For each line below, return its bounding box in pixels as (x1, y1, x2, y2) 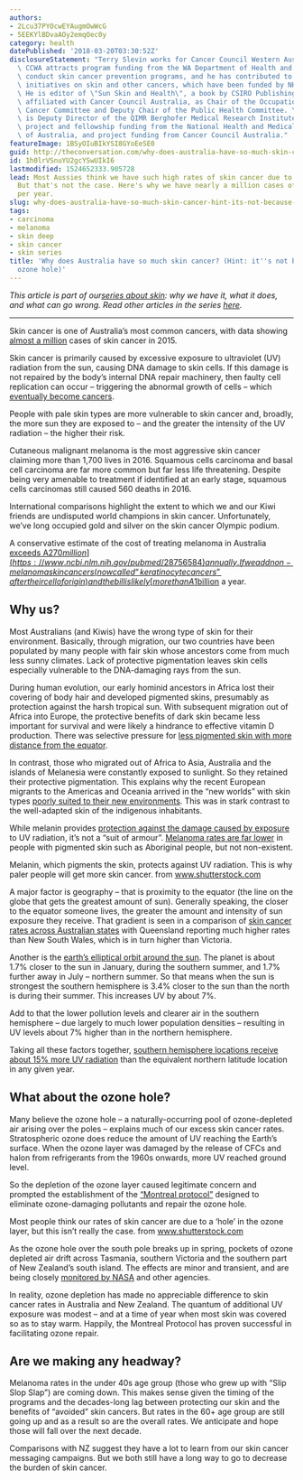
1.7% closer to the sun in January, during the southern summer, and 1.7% (9, 961, 281, 972)
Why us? (9, 602, 60, 618)
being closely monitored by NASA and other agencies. (9, 1271, 211, 1282)
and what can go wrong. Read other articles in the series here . (9, 299, 243, 310)
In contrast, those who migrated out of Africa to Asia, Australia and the (9, 757, 272, 768)
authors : (9, 13, 42, 23)
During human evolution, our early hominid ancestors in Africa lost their (9, 682, 275, 693)
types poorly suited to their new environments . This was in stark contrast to (9, 796, 290, 806)
